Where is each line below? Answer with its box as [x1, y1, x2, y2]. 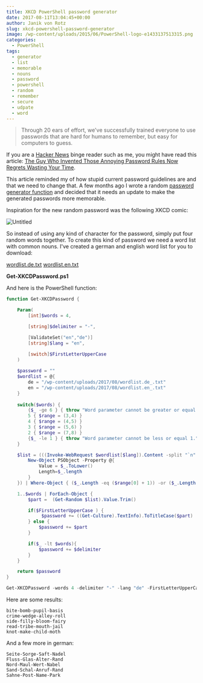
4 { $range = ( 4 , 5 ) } [28, 418, 83, 425]
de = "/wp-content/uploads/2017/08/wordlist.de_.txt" [28, 379, 166, 385]
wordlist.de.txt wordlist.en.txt [6, 261, 79, 268]
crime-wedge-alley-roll [6, 613, 66, 619]
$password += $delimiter [38, 546, 101, 552]
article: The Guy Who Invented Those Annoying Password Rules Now [6, 158, 178, 165]
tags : [6, 48, 20, 54]
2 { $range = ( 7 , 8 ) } [28, 430, 83, 436]
